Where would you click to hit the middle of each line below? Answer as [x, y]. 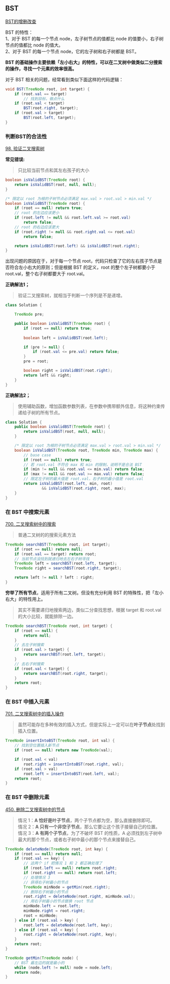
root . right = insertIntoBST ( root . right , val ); [74, 764]
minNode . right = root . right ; [54, 911]
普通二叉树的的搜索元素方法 [47, 535]
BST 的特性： [19, 32]
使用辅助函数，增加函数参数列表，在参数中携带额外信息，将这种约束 [89, 406]
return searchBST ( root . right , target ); [66, 673]
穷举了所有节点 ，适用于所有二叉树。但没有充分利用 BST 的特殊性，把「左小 [84, 593]
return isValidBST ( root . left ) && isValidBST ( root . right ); [77, 246]
